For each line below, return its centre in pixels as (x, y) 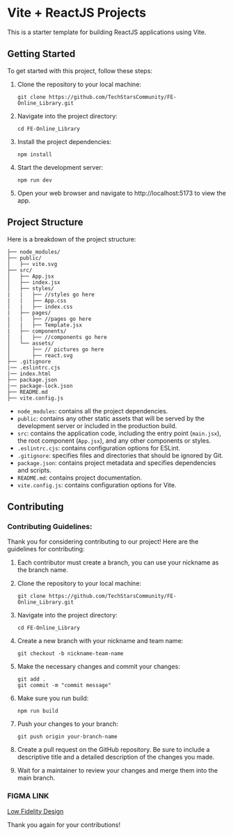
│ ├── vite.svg (32, 264)
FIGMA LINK (28, 796)
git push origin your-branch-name (67, 737)
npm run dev (34, 180)
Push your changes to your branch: (68, 724)
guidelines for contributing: (46, 549)
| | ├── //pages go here (49, 319)
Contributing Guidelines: (50, 526)
